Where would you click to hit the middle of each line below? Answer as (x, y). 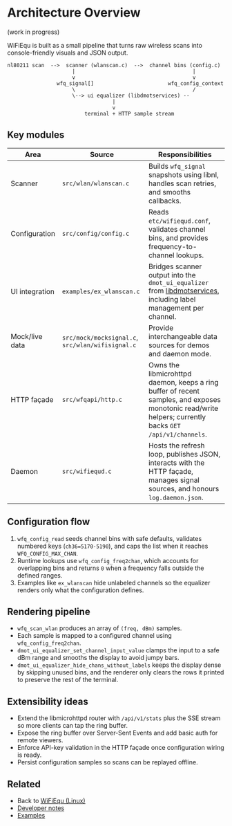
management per (176, 308)
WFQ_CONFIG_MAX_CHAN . (47, 553)
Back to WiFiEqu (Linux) (51, 801)
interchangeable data (183, 336)
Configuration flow (49, 522)
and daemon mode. (180, 354)
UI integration (33, 291)
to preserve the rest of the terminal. (68, 680)
